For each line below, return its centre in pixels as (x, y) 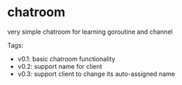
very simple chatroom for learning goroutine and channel (90, 32)
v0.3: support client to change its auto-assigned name (96, 74)
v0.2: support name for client (60, 66)
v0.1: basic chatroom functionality (66, 59)
